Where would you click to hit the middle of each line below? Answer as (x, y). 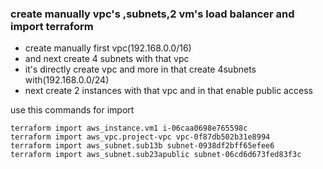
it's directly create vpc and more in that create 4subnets (140, 69)
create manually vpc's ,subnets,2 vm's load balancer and (152, 14)
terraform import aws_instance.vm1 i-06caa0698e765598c (129, 128)
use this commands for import (72, 110)
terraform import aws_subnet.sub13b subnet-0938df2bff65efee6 (142, 146)
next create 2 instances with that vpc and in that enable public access (168, 91)
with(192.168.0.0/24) (67, 80)
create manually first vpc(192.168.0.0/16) (108, 48)
